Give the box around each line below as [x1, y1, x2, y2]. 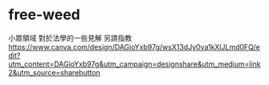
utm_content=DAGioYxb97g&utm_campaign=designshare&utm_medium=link [8, 59, 261, 69]
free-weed [8, 6, 80, 24]
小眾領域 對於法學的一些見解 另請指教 [8, 33, 132, 42]
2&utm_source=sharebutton [8, 67, 100, 77]
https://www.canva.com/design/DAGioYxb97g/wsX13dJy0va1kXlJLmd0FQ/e [8, 42, 261, 51]
